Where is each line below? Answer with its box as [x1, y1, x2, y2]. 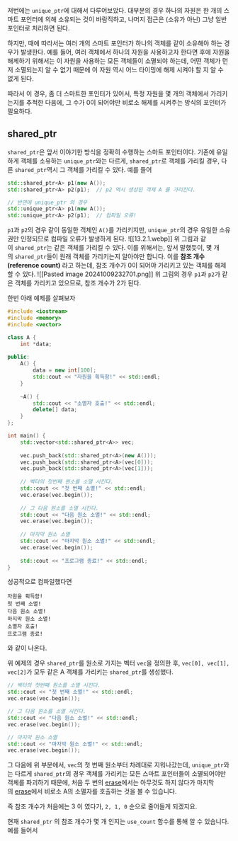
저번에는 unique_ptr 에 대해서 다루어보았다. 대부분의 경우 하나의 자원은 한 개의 [7, 6, 222, 14]
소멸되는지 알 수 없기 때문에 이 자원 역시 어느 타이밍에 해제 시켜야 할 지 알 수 [14, 66, 225, 74]
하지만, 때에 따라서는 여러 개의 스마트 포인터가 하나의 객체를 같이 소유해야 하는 [7, 39, 223, 47]
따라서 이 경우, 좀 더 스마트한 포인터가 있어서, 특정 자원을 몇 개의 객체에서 [7, 89, 209, 98]
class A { [7, 333, 37, 341]
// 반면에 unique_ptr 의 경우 [7, 199, 88, 206]
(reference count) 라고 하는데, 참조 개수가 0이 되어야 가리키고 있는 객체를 [7, 261, 214, 270]
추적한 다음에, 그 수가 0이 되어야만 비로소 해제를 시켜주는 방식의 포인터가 [25, 98, 227, 106]
